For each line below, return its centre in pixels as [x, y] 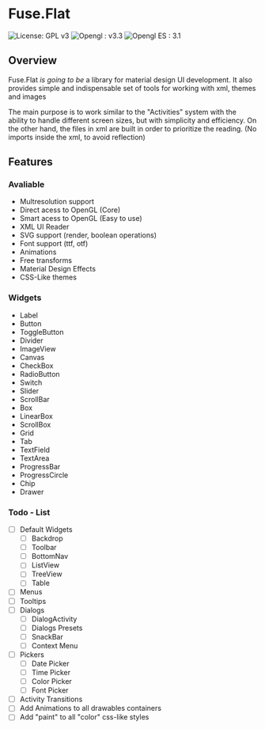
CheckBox [36, 366]
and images [27, 97]
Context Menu [55, 645]
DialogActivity [54, 619]
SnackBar [47, 636]
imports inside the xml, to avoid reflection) [77, 137]
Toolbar [44, 548]
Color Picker [52, 682]
